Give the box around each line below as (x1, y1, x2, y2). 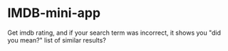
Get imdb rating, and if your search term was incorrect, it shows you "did (7, 28, 222, 37)
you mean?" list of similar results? (7, 35, 107, 44)
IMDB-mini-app (7, 5, 101, 21)
